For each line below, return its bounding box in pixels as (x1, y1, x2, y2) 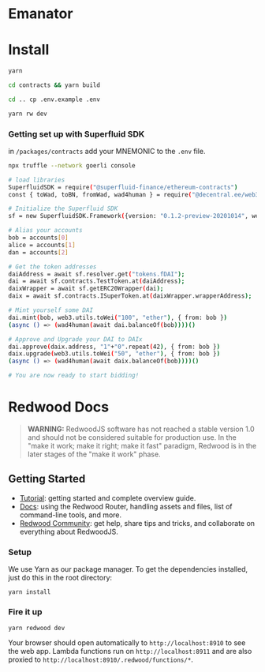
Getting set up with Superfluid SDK (8, 128, 145, 139)
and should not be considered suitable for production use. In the (27, 432, 237, 442)
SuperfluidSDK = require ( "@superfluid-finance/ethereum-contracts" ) (8, 183, 238, 191)
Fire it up (8, 606, 43, 618)
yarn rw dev (8, 110, 47, 118)
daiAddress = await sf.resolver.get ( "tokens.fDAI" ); (8, 270, 185, 278)
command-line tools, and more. (19, 510, 122, 520)
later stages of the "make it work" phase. (27, 449, 161, 459)
